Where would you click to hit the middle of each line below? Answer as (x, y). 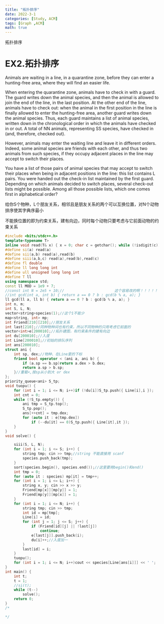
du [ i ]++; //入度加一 (50, 540)
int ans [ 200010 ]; (23, 345)
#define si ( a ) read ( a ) (28, 250)
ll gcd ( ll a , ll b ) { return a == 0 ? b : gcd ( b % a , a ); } (68, 300)
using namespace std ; (27, 281)
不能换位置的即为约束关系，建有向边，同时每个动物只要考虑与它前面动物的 (80, 221)
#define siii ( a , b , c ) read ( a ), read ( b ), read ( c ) (52, 259)
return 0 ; (24, 599)
